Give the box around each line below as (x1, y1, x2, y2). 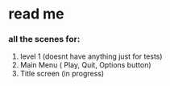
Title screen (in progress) (19, 69, 105, 79)
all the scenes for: (8, 34, 81, 45)
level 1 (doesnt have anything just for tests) (19, 51, 163, 61)
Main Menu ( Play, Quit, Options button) (19, 60, 151, 70)
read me (8, 5, 64, 23)
